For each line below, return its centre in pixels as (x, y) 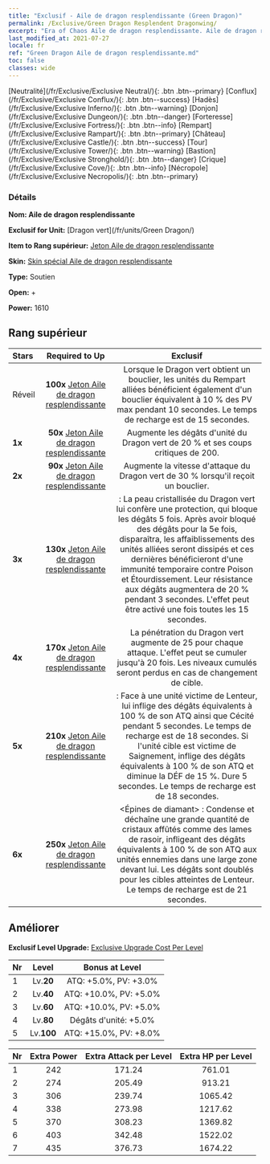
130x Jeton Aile (76, 549)
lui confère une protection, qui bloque (187, 508)
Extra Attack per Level (129, 1056)
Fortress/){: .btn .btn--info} (132, 125)
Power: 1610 (29, 308)
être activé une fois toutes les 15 (187, 609)
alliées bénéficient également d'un (187, 389)
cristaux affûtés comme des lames (187, 829)
